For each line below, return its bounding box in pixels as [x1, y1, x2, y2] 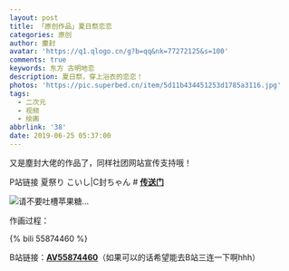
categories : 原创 [9, 30, 72, 39]
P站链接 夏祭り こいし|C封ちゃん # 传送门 [9, 176, 165, 187]
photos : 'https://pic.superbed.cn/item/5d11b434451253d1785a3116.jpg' [9, 81, 282, 90]
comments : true [9, 55, 67, 64]
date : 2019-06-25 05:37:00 [9, 131, 111, 140]
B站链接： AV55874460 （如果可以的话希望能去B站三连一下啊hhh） [9, 251, 261, 263]
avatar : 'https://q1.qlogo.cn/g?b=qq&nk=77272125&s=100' [9, 47, 229, 56]
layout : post [9, 13, 59, 23]
